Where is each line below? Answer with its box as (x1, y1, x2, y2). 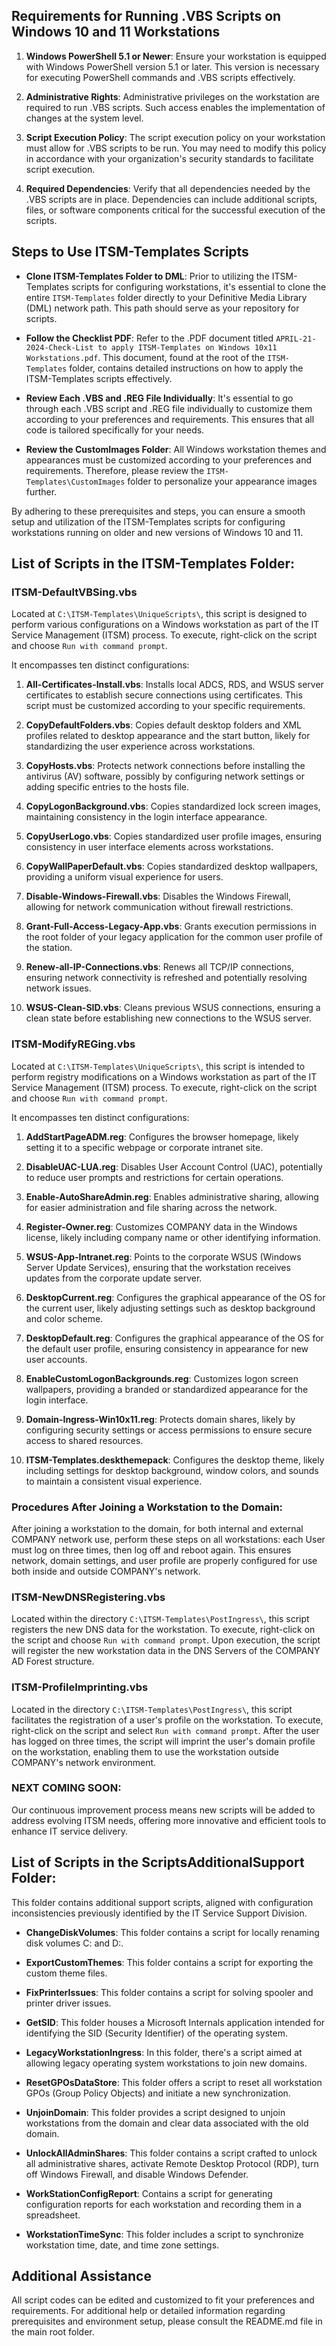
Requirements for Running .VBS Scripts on (11, 8, 282, 25)
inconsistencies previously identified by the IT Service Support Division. (11, 1907, 308, 1919)
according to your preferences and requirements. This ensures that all (25, 413, 315, 425)
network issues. (25, 982, 92, 994)
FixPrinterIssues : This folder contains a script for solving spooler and (25, 1986, 314, 1998)
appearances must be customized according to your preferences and (25, 454, 312, 466)
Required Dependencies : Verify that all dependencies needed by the (25, 182, 311, 194)
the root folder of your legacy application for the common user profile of (25, 931, 324, 943)
